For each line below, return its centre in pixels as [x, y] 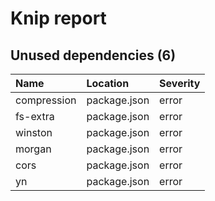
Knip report [58, 18]
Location [108, 83]
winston [34, 132]
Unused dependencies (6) [93, 55]
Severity [180, 83]
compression [46, 100]
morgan [33, 149]
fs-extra [35, 116]
